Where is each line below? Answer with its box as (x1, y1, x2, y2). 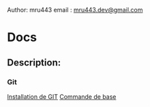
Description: (7, 57, 61, 68)
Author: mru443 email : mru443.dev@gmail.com (7, 6, 143, 14)
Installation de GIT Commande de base (7, 92, 117, 101)
